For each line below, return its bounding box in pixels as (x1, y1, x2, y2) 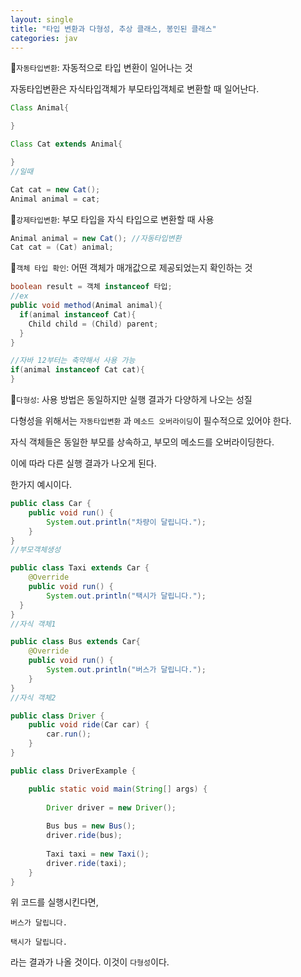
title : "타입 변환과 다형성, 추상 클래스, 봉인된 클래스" (10, 24, 217, 34)
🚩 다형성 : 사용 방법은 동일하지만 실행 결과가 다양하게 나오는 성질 (10, 394, 253, 405)
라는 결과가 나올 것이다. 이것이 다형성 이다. (10, 956, 170, 968)
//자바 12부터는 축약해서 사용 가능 (10, 356, 136, 366)
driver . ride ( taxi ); (46, 858, 128, 868)
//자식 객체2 (10, 692, 57, 703)
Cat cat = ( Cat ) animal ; (10, 242, 114, 253)
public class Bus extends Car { (10, 637, 141, 647)
